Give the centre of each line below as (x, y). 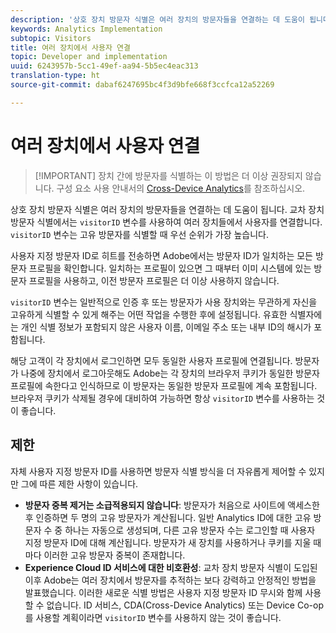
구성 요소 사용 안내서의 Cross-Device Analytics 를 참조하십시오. (181, 188)
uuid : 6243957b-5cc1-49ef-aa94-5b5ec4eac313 (104, 66)
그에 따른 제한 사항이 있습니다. (79, 483)
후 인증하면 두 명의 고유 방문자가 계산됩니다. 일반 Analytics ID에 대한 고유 (168, 517)
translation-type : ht (55, 76)
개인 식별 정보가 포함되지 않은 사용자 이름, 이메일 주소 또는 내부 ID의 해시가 (166, 327)
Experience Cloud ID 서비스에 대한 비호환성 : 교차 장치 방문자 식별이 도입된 (171, 567)
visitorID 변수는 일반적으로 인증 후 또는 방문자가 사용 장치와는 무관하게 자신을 (164, 302)
